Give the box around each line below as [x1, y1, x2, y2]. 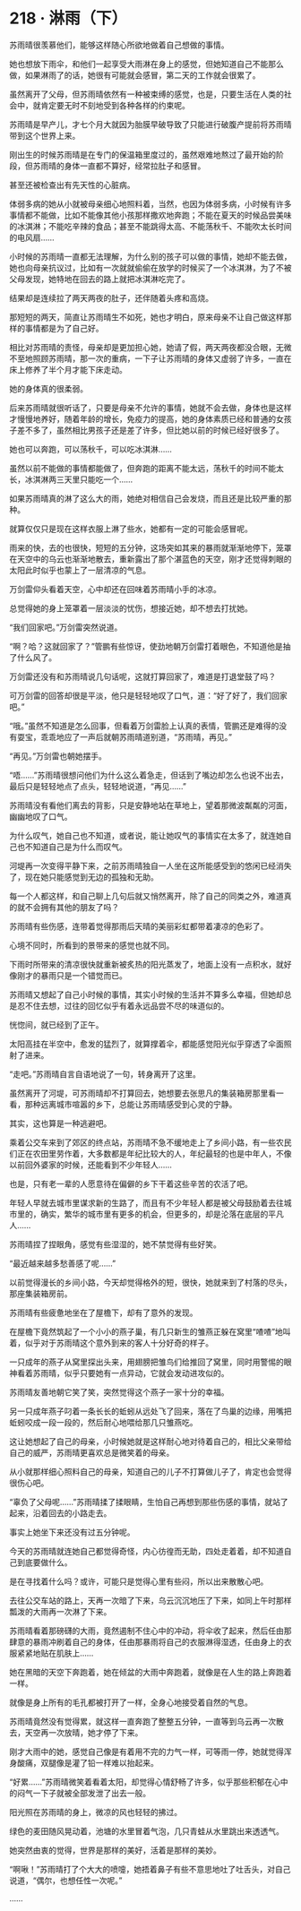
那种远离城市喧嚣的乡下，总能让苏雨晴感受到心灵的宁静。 [24, 1098, 237, 1109]
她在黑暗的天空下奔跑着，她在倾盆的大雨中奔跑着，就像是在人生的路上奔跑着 [9, 1666, 292, 1677]
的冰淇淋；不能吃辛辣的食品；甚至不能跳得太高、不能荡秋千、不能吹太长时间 [9, 220, 292, 231]
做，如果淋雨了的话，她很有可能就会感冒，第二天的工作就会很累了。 [9, 69, 261, 81]
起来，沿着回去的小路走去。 [9, 1507, 112, 1519]
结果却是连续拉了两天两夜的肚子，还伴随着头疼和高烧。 [9, 292, 213, 303]
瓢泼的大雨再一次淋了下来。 [9, 1605, 112, 1617]
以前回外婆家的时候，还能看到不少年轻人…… [9, 1159, 173, 1170]
